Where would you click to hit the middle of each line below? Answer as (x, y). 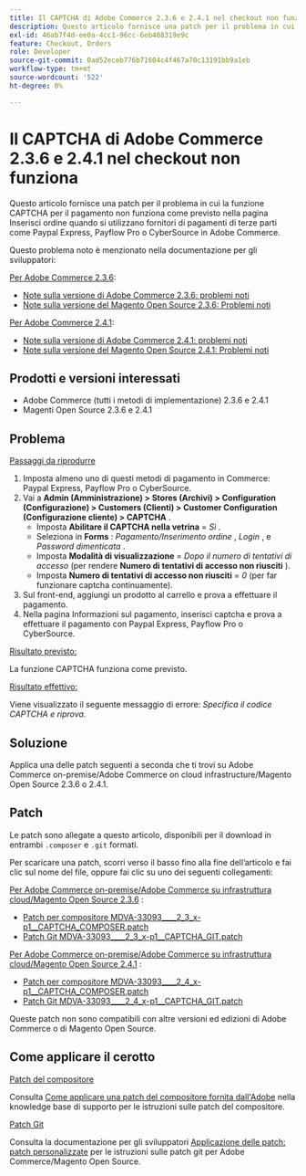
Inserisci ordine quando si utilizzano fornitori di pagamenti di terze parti (143, 222)
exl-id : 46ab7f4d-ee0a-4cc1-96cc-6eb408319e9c (99, 35)
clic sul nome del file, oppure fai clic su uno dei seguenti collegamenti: (141, 872)
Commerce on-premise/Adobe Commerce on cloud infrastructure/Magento (151, 774)
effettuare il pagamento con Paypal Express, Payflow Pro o (133, 624)
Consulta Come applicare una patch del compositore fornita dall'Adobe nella (153, 1097)
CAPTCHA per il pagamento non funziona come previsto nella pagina (139, 213)
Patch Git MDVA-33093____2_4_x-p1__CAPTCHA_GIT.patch (133, 1001)
